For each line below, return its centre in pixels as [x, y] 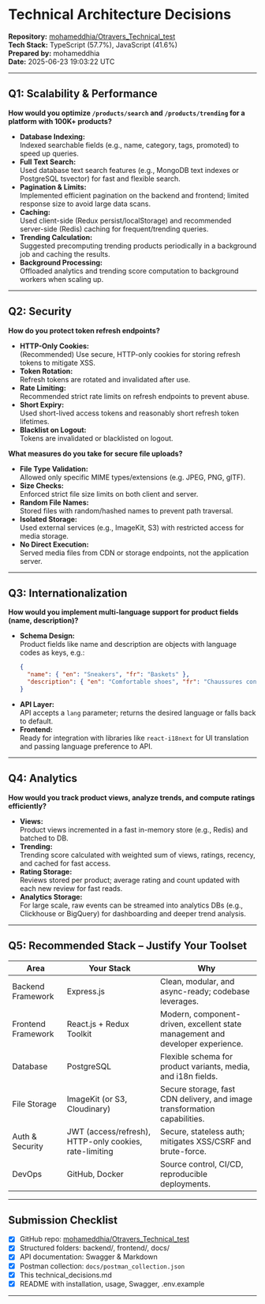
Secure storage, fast [198, 1089]
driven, [173, 1024]
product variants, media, [205, 1066]
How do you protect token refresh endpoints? [84, 330]
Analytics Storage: [51, 896]
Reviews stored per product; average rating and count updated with [130, 880]
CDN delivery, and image [207, 1099]
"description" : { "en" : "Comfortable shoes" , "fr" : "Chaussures [135, 682]
